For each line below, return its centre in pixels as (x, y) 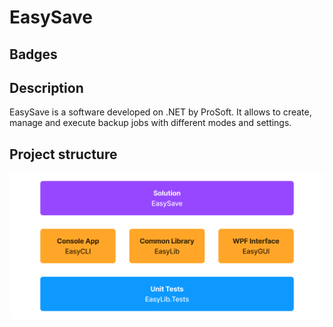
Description (46, 87)
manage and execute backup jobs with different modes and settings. (150, 123)
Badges (33, 54)
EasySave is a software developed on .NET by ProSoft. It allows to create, (160, 112)
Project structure (63, 154)
